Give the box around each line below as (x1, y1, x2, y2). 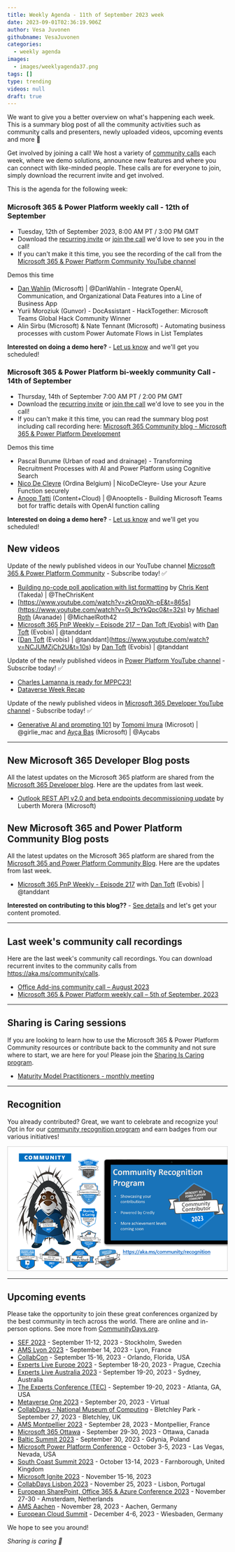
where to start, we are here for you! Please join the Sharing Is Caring (7, 1050, 205, 1059)
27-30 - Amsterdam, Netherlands (17, 1495, 114, 1504)
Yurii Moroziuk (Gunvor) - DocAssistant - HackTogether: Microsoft (17, 306, 208, 315)
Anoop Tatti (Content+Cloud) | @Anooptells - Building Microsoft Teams (17, 493, 222, 502)
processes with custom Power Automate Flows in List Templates (17, 329, 204, 337)
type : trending (7, 78, 52, 85)
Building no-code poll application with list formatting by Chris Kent (17, 583, 209, 591)
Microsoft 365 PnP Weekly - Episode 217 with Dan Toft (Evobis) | (17, 880, 204, 889)
